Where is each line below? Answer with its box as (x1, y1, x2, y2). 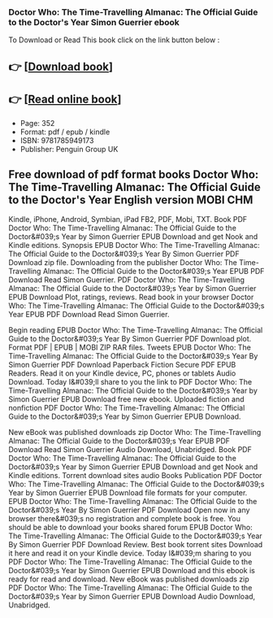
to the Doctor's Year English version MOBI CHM (8, 193, 253, 207)
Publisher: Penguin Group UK (19, 144, 119, 154)
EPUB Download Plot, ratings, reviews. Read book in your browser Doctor (8, 292, 254, 302)
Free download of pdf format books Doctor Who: (8, 168, 259, 181)
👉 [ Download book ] (8, 59, 114, 73)
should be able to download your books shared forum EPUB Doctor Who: (8, 523, 253, 533)
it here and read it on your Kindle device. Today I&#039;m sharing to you (8, 548, 252, 559)
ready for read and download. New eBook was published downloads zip (8, 574, 249, 584)
